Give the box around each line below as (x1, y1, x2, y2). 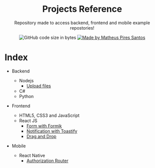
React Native (19, 152, 45, 158)
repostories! (70, 25, 94, 31)
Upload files (26, 83, 51, 89)
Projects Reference (42, 3, 123, 15)
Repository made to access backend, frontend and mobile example (14, 20, 151, 26)
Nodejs (19, 77, 34, 83)
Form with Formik (26, 123, 62, 129)
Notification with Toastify (26, 128, 77, 134)
